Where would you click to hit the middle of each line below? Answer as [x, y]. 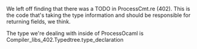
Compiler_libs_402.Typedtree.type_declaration [65, 40]
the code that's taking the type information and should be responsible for [98, 15]
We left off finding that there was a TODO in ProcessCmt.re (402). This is [98, 9]
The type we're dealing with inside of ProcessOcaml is [75, 33]
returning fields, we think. [39, 21]
